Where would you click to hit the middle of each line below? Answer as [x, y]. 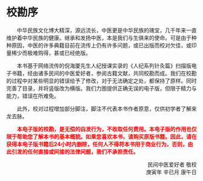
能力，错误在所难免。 [33, 96]
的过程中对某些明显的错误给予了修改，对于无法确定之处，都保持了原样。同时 [101, 81]
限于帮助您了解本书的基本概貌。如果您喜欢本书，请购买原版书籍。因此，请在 [101, 136]
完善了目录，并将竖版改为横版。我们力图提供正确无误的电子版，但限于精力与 [101, 88]
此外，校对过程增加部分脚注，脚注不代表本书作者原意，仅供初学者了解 [104, 109]
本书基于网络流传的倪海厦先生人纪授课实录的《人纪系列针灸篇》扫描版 [104, 65]
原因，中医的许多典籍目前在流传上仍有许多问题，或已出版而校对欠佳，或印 [104, 45]
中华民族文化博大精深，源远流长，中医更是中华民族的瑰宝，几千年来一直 [107, 30]
